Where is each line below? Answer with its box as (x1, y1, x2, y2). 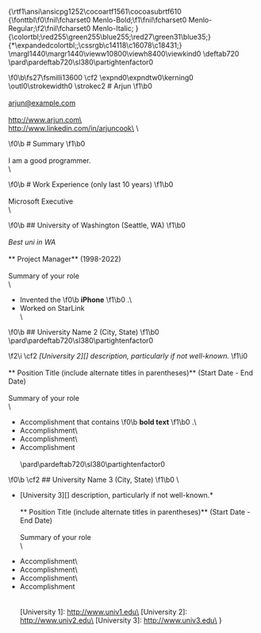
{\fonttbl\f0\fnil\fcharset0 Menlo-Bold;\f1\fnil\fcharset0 (8, 15, 187, 25)
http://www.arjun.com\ (8, 115, 82, 124)
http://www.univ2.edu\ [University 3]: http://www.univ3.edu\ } (19, 616, 222, 625)
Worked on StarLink (19, 304, 85, 313)
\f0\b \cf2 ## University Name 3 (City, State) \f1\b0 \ (8, 475, 179, 484)
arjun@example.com (8, 99, 76, 107)
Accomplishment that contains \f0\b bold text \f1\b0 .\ (19, 417, 197, 426)
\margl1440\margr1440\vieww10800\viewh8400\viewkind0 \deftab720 (8, 49, 240, 58)
